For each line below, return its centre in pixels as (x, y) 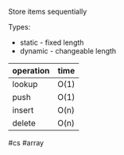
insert (23, 110)
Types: (19, 27)
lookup (25, 84)
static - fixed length (52, 42)
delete (24, 123)
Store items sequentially (48, 12)
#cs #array (26, 143)
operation (31, 71)
